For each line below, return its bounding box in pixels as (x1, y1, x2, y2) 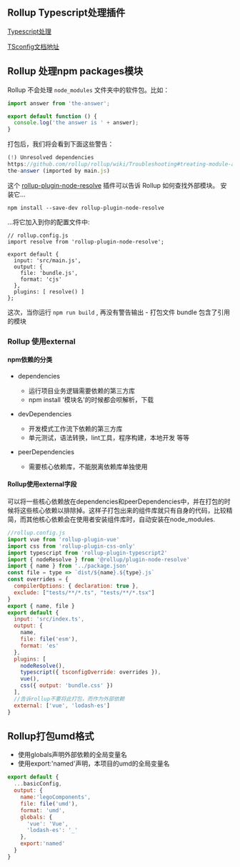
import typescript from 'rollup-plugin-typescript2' (7, 549, 168, 556)
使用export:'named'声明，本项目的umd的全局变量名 (17, 759, 170, 768)
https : (7, 161, 27, 168)
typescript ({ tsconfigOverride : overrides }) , (20, 668, 161, 676)
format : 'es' (20, 642, 59, 649)
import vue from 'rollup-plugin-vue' (7, 536, 120, 543)
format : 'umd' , (20, 806, 66, 814)
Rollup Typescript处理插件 (7, 6, 126, 19)
